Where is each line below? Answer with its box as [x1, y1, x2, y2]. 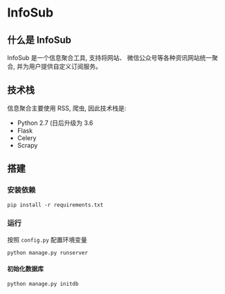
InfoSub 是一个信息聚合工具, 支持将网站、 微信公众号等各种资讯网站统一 [7, 54, 213, 61]
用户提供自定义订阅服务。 [28, 62, 102, 70]
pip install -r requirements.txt [7, 202, 104, 208]
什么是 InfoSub [7, 34, 71, 46]
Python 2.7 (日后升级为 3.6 [17, 119, 93, 127]
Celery [17, 133, 37, 142]
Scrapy [17, 141, 38, 149]
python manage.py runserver [7, 249, 89, 256]
